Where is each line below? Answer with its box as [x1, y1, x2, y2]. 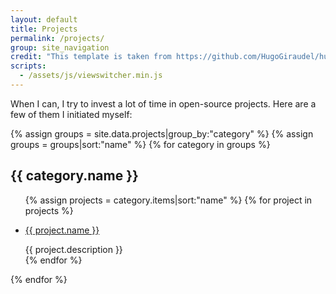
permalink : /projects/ [10, 33, 105, 43]
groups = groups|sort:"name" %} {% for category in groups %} [10, 138, 271, 150]
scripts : [10, 61, 47, 71]
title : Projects [10, 24, 78, 34]
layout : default [10, 14, 78, 25]
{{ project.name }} [24, 224, 100, 236]
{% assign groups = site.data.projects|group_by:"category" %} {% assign [10, 127, 314, 140]
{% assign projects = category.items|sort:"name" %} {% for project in [24, 194, 313, 206]
